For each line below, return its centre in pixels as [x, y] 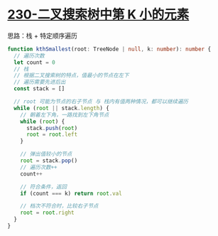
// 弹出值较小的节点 [46, 154]
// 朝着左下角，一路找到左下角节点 [65, 114]
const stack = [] [39, 89]
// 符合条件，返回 [44, 187]
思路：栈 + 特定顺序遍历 [43, 36]
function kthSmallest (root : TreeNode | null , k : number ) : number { [109, 49]
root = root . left [52, 135]
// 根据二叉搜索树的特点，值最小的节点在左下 [71, 75]
